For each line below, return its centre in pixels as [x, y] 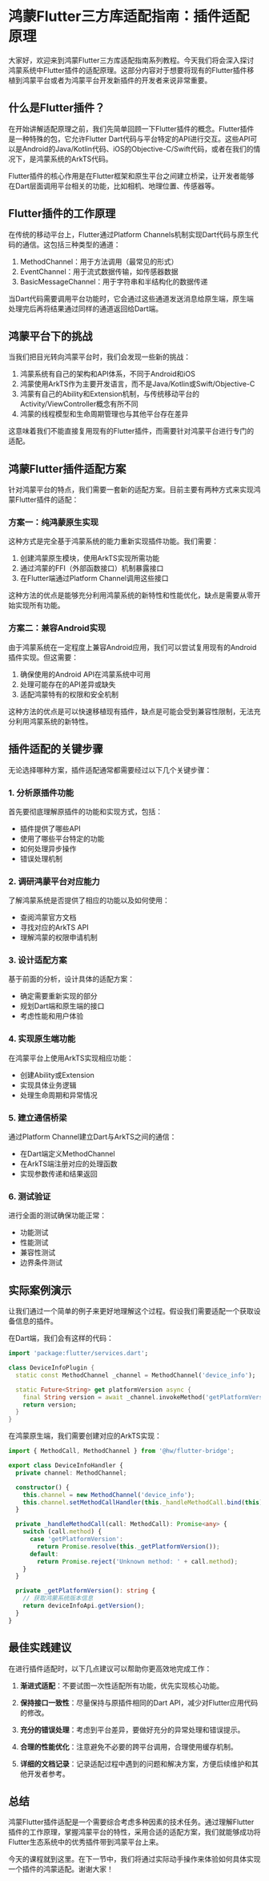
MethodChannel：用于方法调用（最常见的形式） [99, 261]
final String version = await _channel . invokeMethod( [114, 1397]
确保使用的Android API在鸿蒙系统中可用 [85, 674]
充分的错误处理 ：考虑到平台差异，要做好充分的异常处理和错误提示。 [132, 1730]
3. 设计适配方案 [38, 960]
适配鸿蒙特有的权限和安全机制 [69, 694]
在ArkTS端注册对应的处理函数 [68, 1164]
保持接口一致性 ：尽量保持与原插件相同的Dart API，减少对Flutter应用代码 [139, 1702]
